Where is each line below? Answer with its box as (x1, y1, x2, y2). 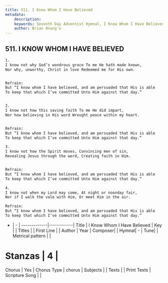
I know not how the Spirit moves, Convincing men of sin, (5, 149, 128, 154)
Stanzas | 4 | (5, 250, 59, 262)
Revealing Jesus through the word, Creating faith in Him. (5, 154, 131, 159)
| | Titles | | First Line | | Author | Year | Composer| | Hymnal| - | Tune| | (12, 227, 158, 233)
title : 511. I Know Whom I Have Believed (5, 7, 93, 13)
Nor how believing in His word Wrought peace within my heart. (5, 112, 140, 118)
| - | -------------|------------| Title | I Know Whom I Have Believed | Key (12, 222, 162, 228)
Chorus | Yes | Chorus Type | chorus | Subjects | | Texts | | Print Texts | (5, 266, 151, 273)
